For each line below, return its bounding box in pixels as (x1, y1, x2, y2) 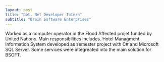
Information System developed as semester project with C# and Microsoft (5, 41, 159, 47)
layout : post (5, 7, 33, 13)
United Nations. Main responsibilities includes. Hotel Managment (5, 36, 140, 42)
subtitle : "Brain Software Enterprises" (5, 17, 92, 22)
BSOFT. (5, 52, 21, 58)
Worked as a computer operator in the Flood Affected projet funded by (5, 31, 152, 37)
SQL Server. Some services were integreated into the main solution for (5, 46, 152, 53)
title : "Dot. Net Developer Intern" (5, 12, 82, 17)
